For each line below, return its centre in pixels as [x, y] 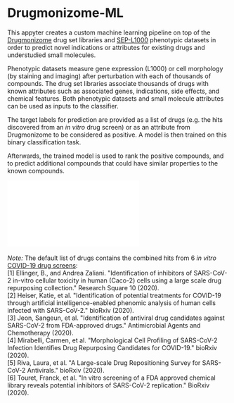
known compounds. [36, 170]
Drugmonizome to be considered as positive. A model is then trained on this [117, 135]
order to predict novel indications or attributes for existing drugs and [106, 47]
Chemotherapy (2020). [40, 333]
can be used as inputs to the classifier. [63, 106]
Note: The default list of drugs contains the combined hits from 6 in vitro [112, 258]
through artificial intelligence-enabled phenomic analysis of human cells [112, 303]
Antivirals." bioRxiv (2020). [66, 370]
